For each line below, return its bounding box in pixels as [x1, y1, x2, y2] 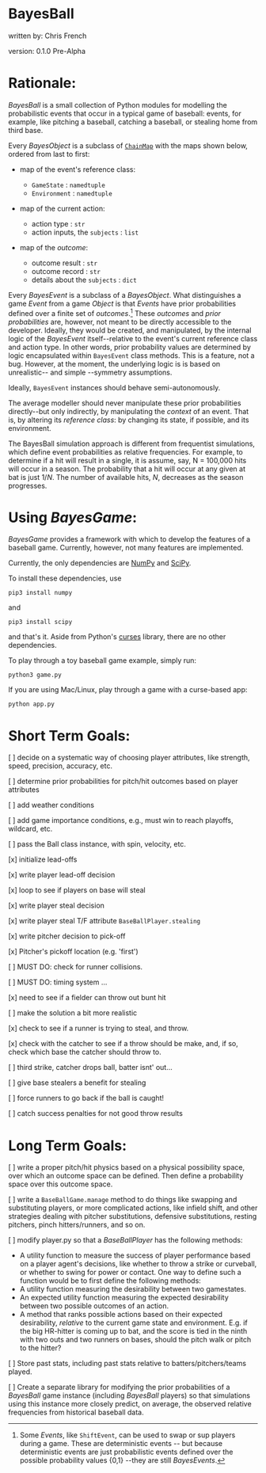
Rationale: [8, 74, 77, 92]
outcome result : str [31, 258, 97, 268]
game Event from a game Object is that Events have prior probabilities [8, 299, 236, 308]
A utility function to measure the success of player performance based [19, 1250, 251, 1260]
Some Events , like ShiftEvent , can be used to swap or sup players [19, 1430, 236, 1440]
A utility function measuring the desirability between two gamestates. [19, 1285, 247, 1294]
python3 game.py [8, 671, 62, 679]
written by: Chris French [8, 31, 87, 40]
